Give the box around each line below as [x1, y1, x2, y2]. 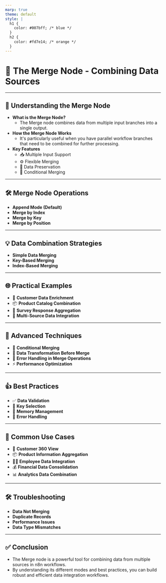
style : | [5, 16, 23, 21]
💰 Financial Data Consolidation [12, 464, 78, 470]
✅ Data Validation [12, 398, 49, 404]
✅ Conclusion [5, 543, 48, 551]
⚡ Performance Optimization [12, 361, 73, 367]
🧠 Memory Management [12, 409, 63, 415]
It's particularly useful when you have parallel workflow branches [19, 135, 153, 141]
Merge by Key [12, 215, 42, 221]
